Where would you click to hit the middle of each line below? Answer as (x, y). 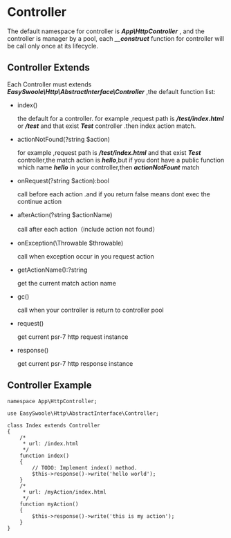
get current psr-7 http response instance (75, 363)
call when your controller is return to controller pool (90, 310)
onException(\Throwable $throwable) (70, 243)
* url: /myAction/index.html (65, 492)
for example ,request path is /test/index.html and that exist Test (109, 152)
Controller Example (49, 386)
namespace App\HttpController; (52, 401)
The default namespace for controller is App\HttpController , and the (106, 31)
